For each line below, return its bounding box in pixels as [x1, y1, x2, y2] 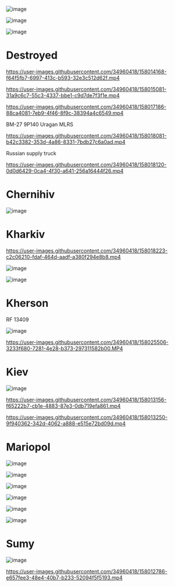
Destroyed [6, 49, 58, 62]
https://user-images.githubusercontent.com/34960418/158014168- [6, 68, 167, 75]
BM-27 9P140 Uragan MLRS [6, 121, 74, 128]
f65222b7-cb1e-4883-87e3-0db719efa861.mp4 [6, 402, 121, 409]
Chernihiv [6, 188, 55, 202]
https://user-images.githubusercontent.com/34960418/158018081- [6, 132, 167, 139]
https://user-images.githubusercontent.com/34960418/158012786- [6, 568, 167, 575]
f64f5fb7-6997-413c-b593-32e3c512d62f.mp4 [6, 74, 120, 81]
